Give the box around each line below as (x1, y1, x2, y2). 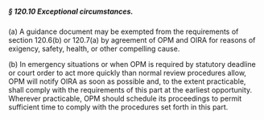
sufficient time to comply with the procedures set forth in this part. (8, 101, 229, 112)
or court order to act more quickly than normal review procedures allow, (8, 68, 247, 77)
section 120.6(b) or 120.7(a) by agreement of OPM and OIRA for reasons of (8, 35, 256, 44)
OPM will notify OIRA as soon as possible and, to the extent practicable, (8, 77, 246, 86)
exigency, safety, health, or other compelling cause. (8, 43, 180, 53)
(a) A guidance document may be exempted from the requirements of (8, 27, 239, 36)
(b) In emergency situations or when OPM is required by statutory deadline (8, 59, 256, 68)
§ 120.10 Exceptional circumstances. (8, 6, 134, 16)
